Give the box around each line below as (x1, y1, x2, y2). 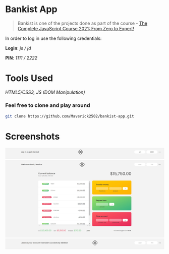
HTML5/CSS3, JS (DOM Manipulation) (5, 89, 85, 95)
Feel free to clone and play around (5, 102, 90, 109)
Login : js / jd (5, 45, 31, 51)
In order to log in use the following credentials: (5, 35, 102, 41)
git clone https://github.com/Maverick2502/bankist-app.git (5, 114, 135, 119)
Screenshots (5, 131, 60, 142)
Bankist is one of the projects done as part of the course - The (17, 20, 148, 26)
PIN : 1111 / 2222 (5, 54, 38, 61)
